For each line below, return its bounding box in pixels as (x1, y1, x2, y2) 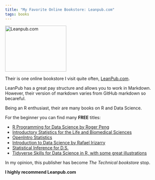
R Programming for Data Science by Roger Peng (12, 124, 110, 130)
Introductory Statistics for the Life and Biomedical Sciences (12, 129, 132, 135)
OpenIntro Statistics (12, 134, 52, 140)
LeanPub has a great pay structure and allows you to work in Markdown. (5, 85, 151, 91)
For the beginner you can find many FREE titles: (5, 114, 101, 120)
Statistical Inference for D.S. (12, 145, 69, 151)
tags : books (5, 12, 29, 17)
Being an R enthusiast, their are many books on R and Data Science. (5, 105, 142, 111)
